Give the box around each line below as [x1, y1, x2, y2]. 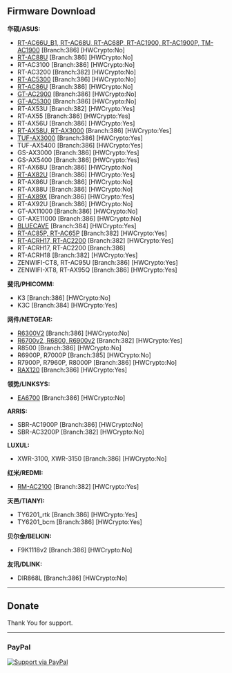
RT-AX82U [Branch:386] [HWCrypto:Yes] [17, 170, 135, 179]
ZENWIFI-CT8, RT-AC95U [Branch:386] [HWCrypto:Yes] [17, 258, 178, 266]
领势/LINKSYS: [7, 379, 50, 388]
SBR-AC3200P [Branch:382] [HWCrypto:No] [17, 428, 145, 436]
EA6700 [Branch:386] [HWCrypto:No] [17, 393, 126, 402]
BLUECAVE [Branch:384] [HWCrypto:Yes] [17, 221, 137, 230]
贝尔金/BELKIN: [7, 532, 52, 540]
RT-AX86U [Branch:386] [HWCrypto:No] [17, 177, 133, 185]
